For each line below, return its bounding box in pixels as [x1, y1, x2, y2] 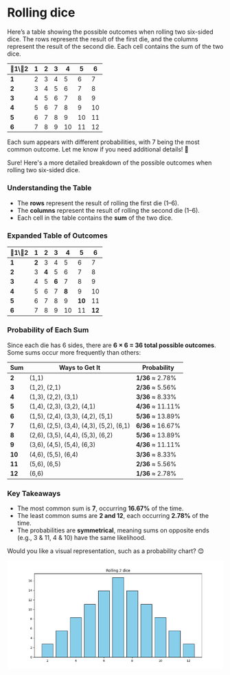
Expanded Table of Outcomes [7, 231, 108, 240]
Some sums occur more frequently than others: [7, 348, 141, 356]
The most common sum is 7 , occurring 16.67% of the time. [16, 504, 184, 512]
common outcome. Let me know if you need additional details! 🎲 [7, 145, 189, 154]
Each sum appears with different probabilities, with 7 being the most [7, 138, 200, 146]
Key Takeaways [7, 488, 61, 498]
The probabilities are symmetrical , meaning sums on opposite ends [16, 526, 209, 534]
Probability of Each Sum [7, 325, 89, 335]
